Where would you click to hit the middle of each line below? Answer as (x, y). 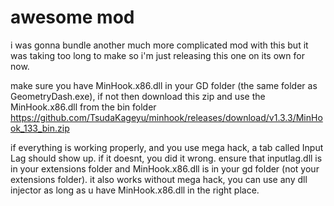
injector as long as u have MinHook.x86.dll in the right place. (135, 190)
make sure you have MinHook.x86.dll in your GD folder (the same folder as (164, 85)
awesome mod (72, 17)
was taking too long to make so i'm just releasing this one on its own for (157, 55)
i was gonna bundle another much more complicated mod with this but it (159, 45)
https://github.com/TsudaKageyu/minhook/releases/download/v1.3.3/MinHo (166, 117)
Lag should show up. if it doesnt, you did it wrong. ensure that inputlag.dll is (166, 158)
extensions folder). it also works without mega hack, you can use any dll (159, 179)
